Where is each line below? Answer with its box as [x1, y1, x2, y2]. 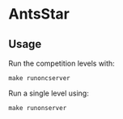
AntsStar [8, 5, 70, 23]
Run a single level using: [8, 88, 89, 98]
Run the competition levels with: [8, 58, 115, 68]
